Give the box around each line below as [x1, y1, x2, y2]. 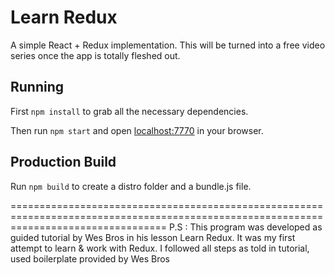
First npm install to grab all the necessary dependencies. [10, 105, 249, 117]
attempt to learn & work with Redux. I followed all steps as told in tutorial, [10, 242, 310, 254]
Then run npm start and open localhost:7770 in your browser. [10, 124, 264, 136]
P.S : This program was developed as [169, 221, 323, 233]
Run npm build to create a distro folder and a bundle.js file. [10, 180, 252, 192]
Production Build [10, 154, 117, 171]
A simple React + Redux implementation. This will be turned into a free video [10, 39, 326, 51]
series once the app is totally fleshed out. [10, 49, 181, 61]
